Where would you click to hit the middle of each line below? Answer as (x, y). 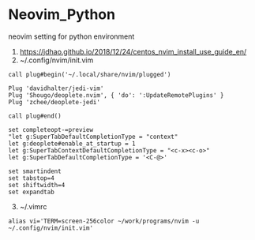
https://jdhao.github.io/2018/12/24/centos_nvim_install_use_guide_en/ (133, 51)
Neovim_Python (62, 15)
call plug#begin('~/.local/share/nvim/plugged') (90, 74)
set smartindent (35, 171)
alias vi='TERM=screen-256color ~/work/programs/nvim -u (104, 221)
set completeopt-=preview (51, 129)
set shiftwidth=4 (37, 185)
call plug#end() (35, 116)
